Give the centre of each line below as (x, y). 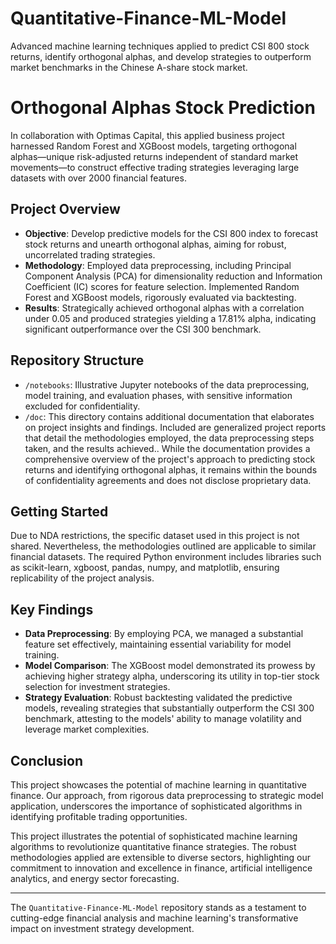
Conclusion (47, 760)
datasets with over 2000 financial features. (98, 178)
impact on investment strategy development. (102, 928)
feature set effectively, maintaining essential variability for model (158, 644)
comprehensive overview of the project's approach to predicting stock (170, 459)
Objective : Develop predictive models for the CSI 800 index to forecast (171, 233)
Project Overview (65, 209)
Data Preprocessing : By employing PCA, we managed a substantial (164, 634)
